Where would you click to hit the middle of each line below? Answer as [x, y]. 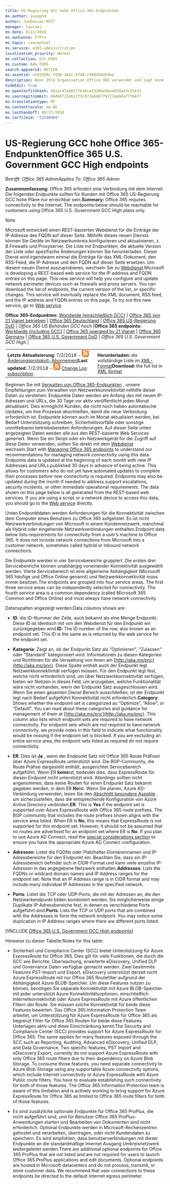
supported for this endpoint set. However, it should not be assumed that [88, 826]
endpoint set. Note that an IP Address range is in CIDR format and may [86, 879]
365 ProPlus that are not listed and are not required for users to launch [86, 1155]
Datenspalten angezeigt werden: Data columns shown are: [66, 608]
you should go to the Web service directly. [49, 503]
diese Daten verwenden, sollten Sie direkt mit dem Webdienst [69, 444]
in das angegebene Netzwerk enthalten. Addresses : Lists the [97, 868]
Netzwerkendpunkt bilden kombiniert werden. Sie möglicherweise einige [88, 900]
